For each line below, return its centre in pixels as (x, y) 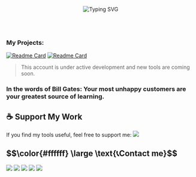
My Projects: (25, 42)
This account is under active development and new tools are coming (105, 67)
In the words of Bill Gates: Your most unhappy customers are (96, 89)
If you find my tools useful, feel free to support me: (69, 135)
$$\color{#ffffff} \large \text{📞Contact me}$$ (92, 153)
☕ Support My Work (44, 117)
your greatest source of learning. (55, 97)
